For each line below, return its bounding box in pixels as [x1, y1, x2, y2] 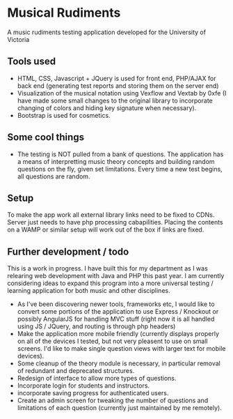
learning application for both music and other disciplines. [7, 287, 170, 295]
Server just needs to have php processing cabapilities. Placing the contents [7, 218, 224, 227]
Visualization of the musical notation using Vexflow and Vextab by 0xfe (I [17, 89, 227, 97]
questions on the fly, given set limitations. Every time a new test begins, [17, 165, 223, 173]
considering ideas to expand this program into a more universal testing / [7, 279, 214, 287]
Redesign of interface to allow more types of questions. [17, 374, 177, 383]
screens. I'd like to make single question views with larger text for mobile [17, 344, 226, 353]
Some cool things [7, 131, 85, 144]
